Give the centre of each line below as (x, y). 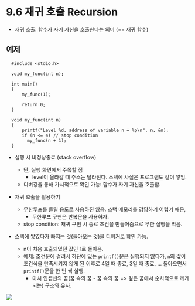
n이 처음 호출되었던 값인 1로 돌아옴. (63, 249)
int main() (25, 84)
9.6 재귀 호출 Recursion (62, 12)
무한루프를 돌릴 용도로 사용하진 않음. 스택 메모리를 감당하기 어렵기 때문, (105, 209)
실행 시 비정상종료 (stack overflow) (55, 157)
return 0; (33, 104)
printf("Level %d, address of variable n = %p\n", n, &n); (95, 130)
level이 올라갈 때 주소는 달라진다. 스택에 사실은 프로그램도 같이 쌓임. (110, 177)
